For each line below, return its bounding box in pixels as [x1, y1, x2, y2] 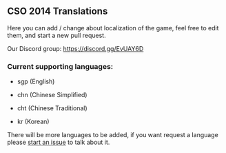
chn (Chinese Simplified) [17, 91, 88, 99]
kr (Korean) [17, 117, 50, 126]
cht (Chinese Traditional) [17, 104, 88, 112]
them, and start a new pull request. [7, 31, 106, 39]
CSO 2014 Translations [7, 6, 108, 17]
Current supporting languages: [7, 61, 114, 71]
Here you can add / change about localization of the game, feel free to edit [7, 23, 219, 32]
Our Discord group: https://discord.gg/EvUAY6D [7, 44, 144, 52]
